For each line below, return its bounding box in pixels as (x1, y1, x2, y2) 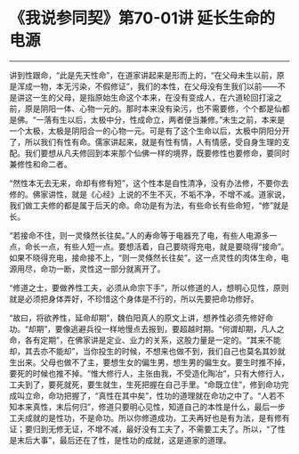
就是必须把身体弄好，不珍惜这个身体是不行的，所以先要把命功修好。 (9, 293, 259, 304)
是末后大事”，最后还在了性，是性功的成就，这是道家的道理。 (9, 434, 231, 445)
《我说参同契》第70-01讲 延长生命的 (9, 8, 276, 28)
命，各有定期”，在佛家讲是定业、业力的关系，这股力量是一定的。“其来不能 (9, 335, 282, 345)
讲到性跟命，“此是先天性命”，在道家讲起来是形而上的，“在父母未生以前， (9, 69, 278, 80)
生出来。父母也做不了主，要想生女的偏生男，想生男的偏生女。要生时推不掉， (9, 357, 290, 368)
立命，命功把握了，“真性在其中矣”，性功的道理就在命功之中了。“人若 (24, 390, 278, 401)
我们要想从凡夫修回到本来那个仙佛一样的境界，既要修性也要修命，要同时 (24, 148, 290, 158)
